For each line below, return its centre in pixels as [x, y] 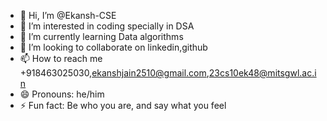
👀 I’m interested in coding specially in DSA [107, 26]
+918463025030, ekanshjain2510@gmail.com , [114, 73]
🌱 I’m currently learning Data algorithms [101, 36]
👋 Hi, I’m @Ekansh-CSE [68, 15]
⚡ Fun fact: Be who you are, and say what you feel [123, 105]
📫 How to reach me [61, 58]
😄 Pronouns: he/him [62, 94]
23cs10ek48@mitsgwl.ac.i [262, 73]
